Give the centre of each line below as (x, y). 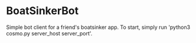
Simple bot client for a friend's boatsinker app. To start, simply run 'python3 (98, 27)
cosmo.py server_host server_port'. (49, 33)
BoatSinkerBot (42, 11)
